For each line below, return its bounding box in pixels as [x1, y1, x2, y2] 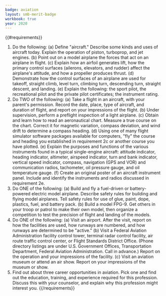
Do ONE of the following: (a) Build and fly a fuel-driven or [12, 185, 129, 191]
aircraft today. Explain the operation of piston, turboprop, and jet [12, 49, 143, 55]
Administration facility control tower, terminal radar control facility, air [12, 233, 153, 239]
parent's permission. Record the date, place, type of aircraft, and [12, 102, 144, 108]
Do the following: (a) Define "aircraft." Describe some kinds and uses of [12, 44, 158, 50]
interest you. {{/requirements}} [12, 285, 75, 291]
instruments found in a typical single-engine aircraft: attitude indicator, [12, 149, 156, 155]
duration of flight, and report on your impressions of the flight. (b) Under [12, 107, 160, 113]
